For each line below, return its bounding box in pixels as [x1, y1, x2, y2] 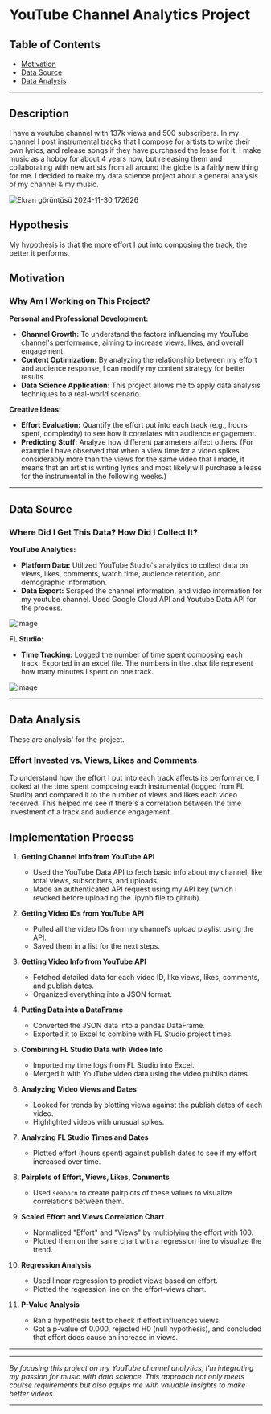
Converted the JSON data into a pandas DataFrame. [32, 1020, 206, 1030]
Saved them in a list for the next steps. [32, 941, 160, 950]
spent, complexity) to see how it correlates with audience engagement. [20, 428, 257, 439]
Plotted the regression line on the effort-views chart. [32, 1284, 207, 1293]
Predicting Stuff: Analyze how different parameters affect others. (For [20, 437, 254, 447]
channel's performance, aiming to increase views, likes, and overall [20, 338, 244, 347]
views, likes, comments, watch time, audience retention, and [20, 569, 221, 578]
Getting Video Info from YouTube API [20, 957, 147, 966]
